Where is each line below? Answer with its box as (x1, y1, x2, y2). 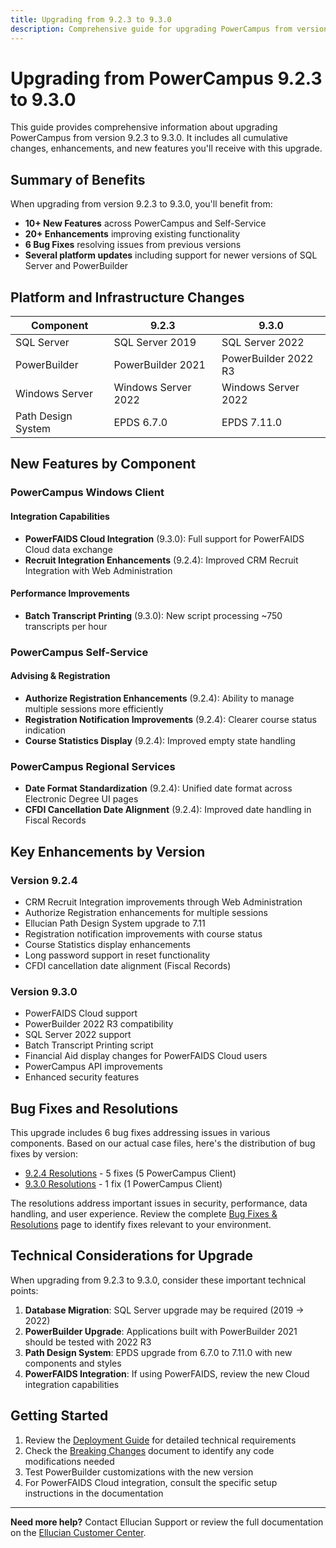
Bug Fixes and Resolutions (10, 1100, 179, 1117)
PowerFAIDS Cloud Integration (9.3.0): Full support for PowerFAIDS (24, 532, 305, 545)
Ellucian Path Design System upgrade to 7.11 (24, 917, 206, 929)
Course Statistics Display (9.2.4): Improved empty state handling (24, 734, 296, 746)
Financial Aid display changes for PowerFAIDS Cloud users (24, 1050, 268, 1062)
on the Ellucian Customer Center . (10, 1526, 147, 1538)
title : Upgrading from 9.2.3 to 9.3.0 (10, 14, 172, 25)
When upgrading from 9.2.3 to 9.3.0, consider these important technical (10, 1274, 307, 1286)
